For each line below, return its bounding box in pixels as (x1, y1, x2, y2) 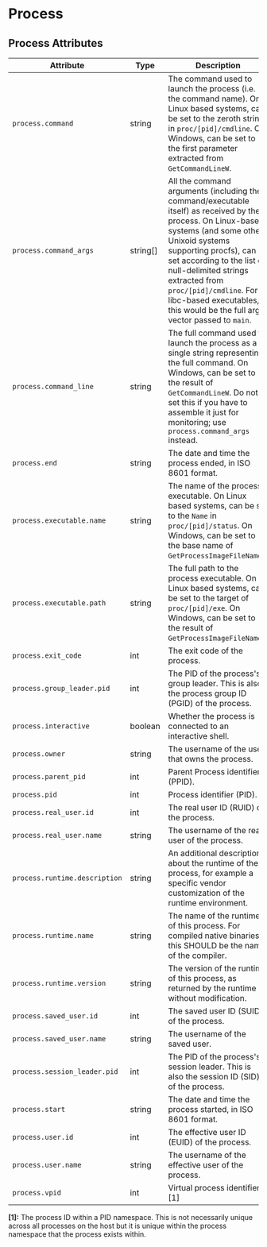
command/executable (168, 195, 250, 207)
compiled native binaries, (168, 930, 262, 941)
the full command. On (168, 357, 249, 368)
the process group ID (168, 688, 247, 699)
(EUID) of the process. (168, 1137, 252, 1148)
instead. (168, 434, 199, 446)
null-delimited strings (168, 265, 249, 276)
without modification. (168, 993, 247, 1003)
